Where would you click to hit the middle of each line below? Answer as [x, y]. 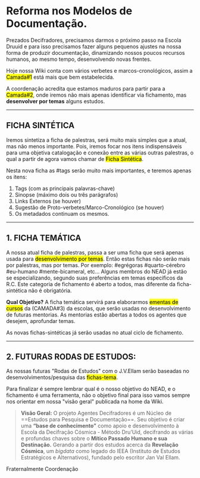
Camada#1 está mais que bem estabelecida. [60, 77]
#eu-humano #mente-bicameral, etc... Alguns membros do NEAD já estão [97, 271]
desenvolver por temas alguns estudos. [56, 101]
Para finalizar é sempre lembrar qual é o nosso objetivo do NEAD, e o [91, 389]
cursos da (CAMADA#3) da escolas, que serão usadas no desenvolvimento [99, 308]
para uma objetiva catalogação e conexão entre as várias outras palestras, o [100, 153]
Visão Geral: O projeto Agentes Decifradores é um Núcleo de [96, 413]
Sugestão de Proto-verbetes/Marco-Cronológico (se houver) [89, 207]
